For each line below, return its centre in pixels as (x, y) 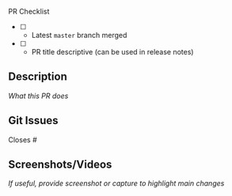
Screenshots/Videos (60, 165)
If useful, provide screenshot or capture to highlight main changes (116, 183)
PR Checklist (29, 11)
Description (38, 77)
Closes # (23, 139)
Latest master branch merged (79, 35)
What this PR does (38, 96)
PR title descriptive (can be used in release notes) (112, 52)
